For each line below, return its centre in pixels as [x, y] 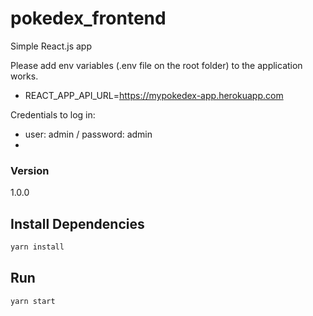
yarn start [33, 301]
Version [30, 170]
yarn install [37, 247]
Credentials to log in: [53, 114]
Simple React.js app [51, 46]
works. [24, 76]
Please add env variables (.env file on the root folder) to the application [156, 65]
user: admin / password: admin [88, 134]
